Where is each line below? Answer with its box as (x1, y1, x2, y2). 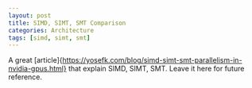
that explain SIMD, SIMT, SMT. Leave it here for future (68, 64, 245, 74)
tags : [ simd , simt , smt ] (8, 33, 91, 42)
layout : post (8, 11, 52, 20)
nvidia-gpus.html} (8, 64, 67, 74)
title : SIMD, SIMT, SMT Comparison (8, 19, 126, 27)
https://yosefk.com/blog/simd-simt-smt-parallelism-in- (62, 55, 242, 65)
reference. (8, 72, 42, 82)
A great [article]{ (8, 55, 63, 65)
